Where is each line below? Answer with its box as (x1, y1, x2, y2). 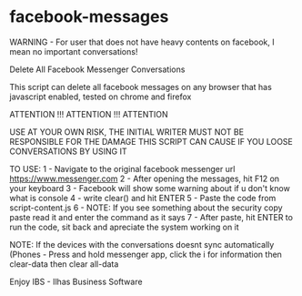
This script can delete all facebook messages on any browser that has (9, 81, 273, 92)
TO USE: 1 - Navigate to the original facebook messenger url (9, 163, 236, 174)
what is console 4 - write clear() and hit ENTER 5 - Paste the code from (9, 192, 277, 203)
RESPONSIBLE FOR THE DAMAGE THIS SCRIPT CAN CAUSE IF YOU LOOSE (9, 136, 293, 147)
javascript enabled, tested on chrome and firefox (9, 91, 192, 102)
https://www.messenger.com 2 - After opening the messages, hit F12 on (9, 173, 280, 184)
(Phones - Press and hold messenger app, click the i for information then (9, 249, 282, 260)
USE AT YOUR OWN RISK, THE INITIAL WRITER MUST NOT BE (9, 126, 244, 138)
